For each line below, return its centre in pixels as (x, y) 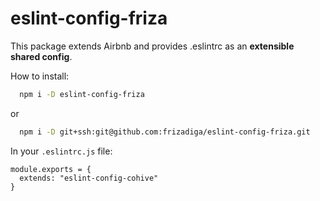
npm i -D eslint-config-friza (82, 94)
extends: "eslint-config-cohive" (89, 178)
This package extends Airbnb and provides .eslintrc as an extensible (152, 46)
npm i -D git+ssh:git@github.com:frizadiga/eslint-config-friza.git (165, 132)
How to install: (40, 76)
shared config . (41, 56)
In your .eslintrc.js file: (61, 151)
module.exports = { (51, 169)
